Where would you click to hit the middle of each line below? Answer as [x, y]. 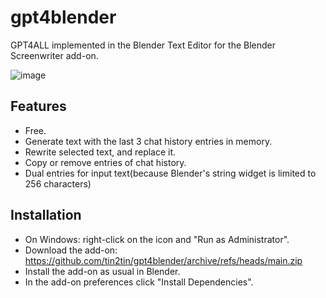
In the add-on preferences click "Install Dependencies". [139, 282]
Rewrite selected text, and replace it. [100, 152]
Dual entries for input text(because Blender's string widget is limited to [170, 173]
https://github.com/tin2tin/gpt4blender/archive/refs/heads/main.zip [163, 260]
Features [38, 106]
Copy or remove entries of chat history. [105, 162]
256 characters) [58, 183]
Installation [46, 215]
